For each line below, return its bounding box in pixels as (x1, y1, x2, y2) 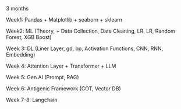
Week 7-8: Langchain (6, 96, 58, 103)
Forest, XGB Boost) (6, 34, 52, 40)
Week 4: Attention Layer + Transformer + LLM (6, 62, 116, 69)
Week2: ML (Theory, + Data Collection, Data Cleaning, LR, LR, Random (6, 27, 176, 34)
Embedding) (6, 51, 36, 58)
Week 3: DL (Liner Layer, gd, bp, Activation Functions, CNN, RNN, (6, 45, 164, 52)
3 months (6, 5, 29, 12)
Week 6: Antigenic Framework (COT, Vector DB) (6, 85, 121, 92)
